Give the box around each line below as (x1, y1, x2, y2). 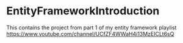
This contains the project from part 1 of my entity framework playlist (6, 24, 177, 31)
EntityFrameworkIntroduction (6, 4, 160, 18)
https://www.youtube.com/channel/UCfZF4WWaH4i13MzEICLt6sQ (6, 30, 174, 37)
